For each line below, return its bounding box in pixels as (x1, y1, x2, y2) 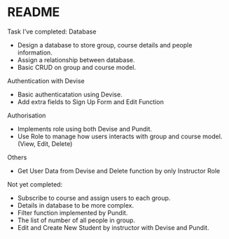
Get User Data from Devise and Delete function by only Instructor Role (17, 166, 221, 175)
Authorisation (7, 111, 46, 119)
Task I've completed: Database (7, 27, 97, 36)
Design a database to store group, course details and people (17, 41, 193, 49)
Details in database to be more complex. (17, 201, 134, 210)
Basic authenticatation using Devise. (17, 90, 123, 99)
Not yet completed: (7, 180, 63, 189)
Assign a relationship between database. (17, 55, 135, 64)
